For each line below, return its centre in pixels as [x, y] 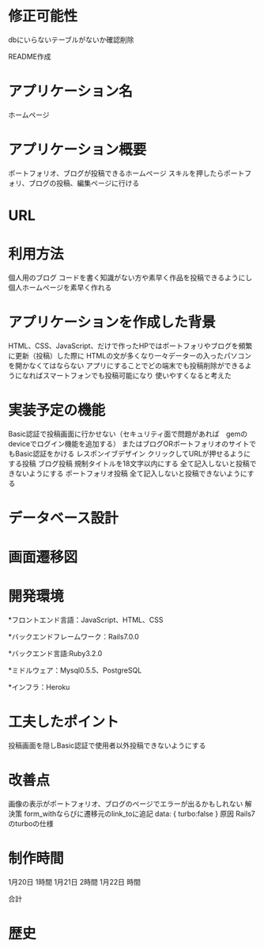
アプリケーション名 [70, 91]
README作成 [30, 56]
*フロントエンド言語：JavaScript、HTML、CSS [86, 620]
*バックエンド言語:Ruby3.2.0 [55, 654]
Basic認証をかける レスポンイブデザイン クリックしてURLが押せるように [133, 453]
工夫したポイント [64, 722]
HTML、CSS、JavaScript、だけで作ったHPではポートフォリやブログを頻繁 [130, 346]
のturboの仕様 [31, 823]
